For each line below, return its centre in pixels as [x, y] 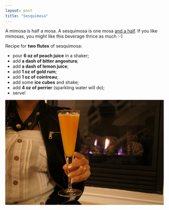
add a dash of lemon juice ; [40, 66]
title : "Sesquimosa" [27, 16]
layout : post [19, 11]
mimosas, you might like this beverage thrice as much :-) [64, 36]
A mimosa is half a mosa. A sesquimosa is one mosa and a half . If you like [81, 31]
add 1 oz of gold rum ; [35, 71]
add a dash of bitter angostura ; [46, 61]
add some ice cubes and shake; [46, 82]
